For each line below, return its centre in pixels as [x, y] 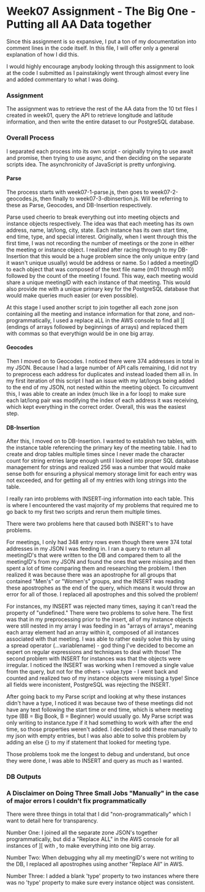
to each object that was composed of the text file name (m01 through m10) [100, 269]
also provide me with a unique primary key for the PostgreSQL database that [103, 289]
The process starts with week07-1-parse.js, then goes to [78, 192]
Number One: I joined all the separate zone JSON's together [82, 833]
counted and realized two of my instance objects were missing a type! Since [102, 678]
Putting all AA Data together [79, 24]
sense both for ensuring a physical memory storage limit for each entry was [102, 474]
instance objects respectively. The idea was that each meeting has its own [100, 223]
